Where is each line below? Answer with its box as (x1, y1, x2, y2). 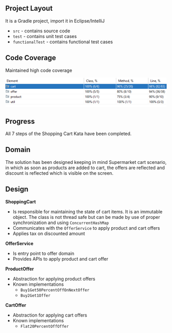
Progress (5, 117, 35, 125)
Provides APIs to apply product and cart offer (12, 255, 109, 262)
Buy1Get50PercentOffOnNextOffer (20, 287, 90, 292)
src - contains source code (12, 28, 71, 34)
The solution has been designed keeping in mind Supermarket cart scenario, (5, 159, 167, 165)
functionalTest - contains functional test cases (12, 39, 113, 45)
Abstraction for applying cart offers (12, 312, 88, 318)
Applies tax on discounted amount (12, 230, 85, 236)
